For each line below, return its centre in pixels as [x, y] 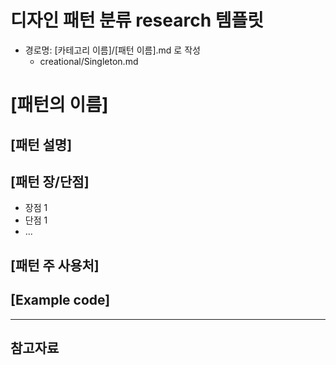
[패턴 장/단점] [50, 181]
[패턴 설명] [41, 144]
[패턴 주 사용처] [55, 265]
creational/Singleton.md [89, 61]
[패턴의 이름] [59, 105]
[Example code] [60, 300]
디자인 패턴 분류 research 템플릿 [137, 20]
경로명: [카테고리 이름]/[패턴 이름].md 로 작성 [112, 50]
